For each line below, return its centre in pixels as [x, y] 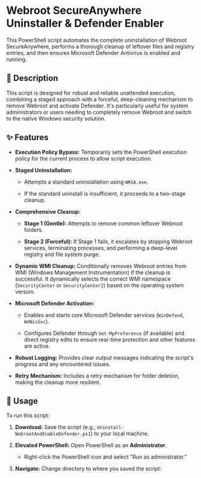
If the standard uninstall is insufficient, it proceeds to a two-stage [105, 193]
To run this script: [28, 416]
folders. [33, 229]
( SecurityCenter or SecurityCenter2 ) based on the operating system [99, 285]
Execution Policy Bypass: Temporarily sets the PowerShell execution [101, 152]
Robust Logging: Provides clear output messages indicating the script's [104, 357]
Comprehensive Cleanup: [48, 211]
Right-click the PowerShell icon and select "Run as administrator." [105, 457]
